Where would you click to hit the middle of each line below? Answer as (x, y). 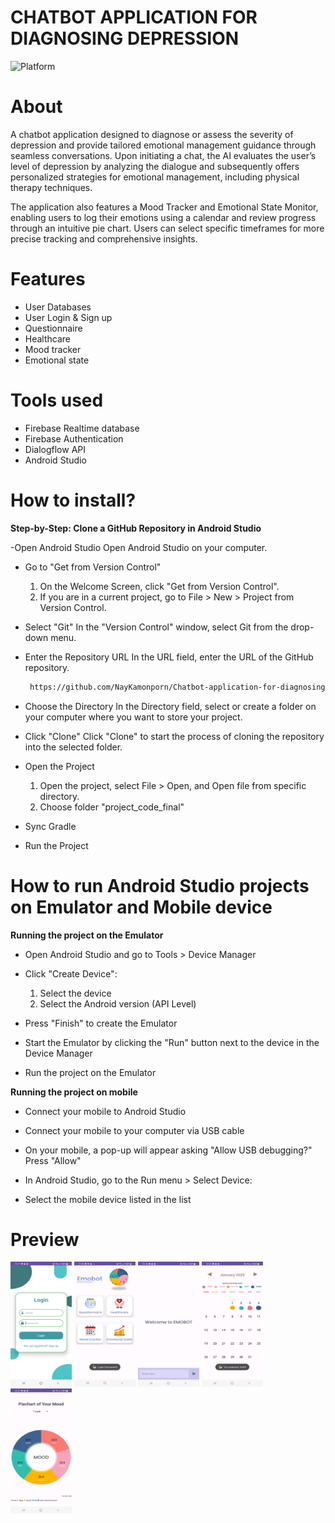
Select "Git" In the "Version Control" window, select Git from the (156, 627)
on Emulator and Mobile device (141, 907)
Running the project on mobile (74, 1092)
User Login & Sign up (68, 317)
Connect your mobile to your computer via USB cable (134, 1130)
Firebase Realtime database (82, 428)
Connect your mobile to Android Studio (105, 1111)
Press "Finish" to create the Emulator (101, 1023)
